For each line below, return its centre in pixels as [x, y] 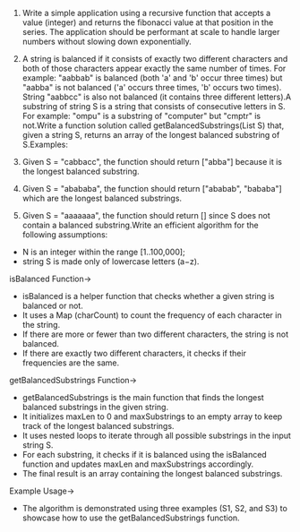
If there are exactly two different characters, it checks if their [134, 353]
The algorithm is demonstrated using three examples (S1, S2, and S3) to [155, 508]
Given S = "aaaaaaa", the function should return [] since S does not [146, 215]
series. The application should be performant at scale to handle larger [151, 32]
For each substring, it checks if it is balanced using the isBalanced [144, 455]
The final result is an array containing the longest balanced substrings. [152, 473]
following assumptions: [65, 235]
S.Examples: [45, 144]
